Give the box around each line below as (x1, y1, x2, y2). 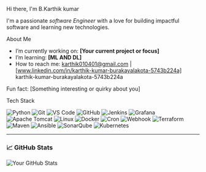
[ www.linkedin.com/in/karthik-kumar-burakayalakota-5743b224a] (15, 67, 182, 74)
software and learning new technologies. (6, 24, 110, 31)
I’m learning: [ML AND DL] (15, 54, 82, 61)
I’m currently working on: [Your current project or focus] (15, 47, 159, 54)
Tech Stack (6, 97, 35, 104)
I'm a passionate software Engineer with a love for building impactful (6, 17, 180, 24)
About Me (6, 36, 32, 42)
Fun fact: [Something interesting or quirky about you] (6, 85, 141, 92)
